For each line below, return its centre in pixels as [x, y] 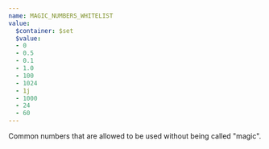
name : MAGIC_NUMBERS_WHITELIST [61, 16]
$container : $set [45, 31]
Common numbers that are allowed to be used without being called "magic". [135, 136]
